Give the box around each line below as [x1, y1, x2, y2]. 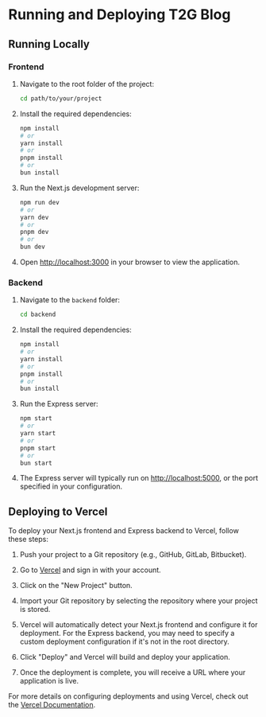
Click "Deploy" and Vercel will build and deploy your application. [19, 653, 230, 662]
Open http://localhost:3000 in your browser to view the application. [19, 257, 241, 267]
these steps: [8, 535, 49, 544]
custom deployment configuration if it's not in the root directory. [19, 637, 230, 646]
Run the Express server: [19, 399, 98, 409]
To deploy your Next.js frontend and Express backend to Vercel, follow [8, 526, 240, 536]
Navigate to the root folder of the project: [19, 79, 155, 88]
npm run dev [19, 198, 60, 206]
